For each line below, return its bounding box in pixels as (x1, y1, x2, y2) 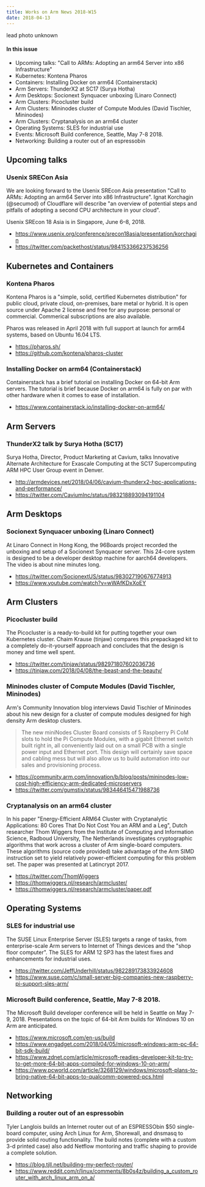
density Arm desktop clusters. (6, 716, 82, 724)
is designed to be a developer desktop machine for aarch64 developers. (6, 554, 188, 562)
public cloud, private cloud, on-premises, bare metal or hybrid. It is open (6, 300, 189, 307)
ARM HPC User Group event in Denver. (6, 466, 104, 474)
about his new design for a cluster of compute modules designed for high (6, 710, 191, 718)
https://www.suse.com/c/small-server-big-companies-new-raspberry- (15, 973, 193, 981)
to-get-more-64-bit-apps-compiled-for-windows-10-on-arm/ (15, 1060, 170, 1068)
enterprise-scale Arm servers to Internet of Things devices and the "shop (6, 942, 191, 949)
